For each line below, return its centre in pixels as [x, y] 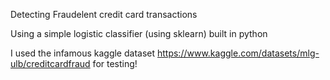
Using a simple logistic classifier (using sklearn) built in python [139, 33]
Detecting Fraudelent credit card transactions [104, 14]
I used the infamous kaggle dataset [83, 53]
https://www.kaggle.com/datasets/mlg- [238, 53]
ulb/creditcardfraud [50, 63]
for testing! [115, 63]
